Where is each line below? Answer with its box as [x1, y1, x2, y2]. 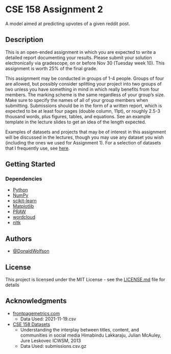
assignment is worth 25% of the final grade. [5, 65, 98, 71]
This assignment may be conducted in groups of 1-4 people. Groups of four [5, 75, 164, 81]
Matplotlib [12, 203, 34, 210]
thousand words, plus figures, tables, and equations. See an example [5, 113, 151, 119]
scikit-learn [12, 198, 37, 204]
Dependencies [5, 175, 42, 182]
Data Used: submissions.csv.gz [20, 343, 87, 349]
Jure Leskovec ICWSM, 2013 [20, 337, 81, 344]
